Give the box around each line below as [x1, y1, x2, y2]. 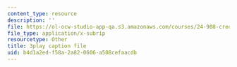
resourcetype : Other [7, 36, 68, 43]
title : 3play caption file [7, 43, 87, 50]
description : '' [7, 17, 55, 24]
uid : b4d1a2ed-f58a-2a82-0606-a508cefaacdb [7, 50, 138, 57]
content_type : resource [7, 10, 78, 17]
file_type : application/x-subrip [7, 29, 106, 37]
